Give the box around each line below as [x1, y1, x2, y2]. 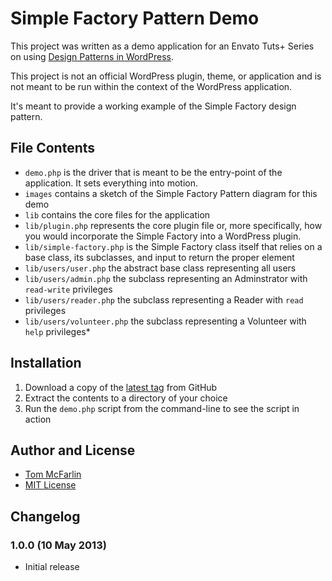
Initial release [24, 561, 80, 573]
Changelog [10, 508, 81, 525]
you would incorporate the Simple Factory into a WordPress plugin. [24, 230, 302, 242]
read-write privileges [24, 283, 113, 295]
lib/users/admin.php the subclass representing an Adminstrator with [24, 272, 308, 284]
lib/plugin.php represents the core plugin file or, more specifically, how [24, 219, 323, 231]
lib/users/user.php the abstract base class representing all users [24, 262, 297, 274]
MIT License [24, 479, 77, 491]
